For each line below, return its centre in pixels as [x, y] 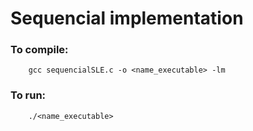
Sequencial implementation [127, 18]
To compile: [39, 50]
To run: [28, 95]
